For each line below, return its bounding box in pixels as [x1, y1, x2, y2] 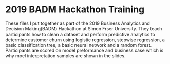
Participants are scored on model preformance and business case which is [5, 47, 164, 53]
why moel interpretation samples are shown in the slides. [5, 52, 126, 59]
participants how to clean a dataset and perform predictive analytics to [5, 31, 155, 37]
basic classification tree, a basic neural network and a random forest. [5, 42, 152, 48]
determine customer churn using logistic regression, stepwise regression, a [5, 37, 165, 43]
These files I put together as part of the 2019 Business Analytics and [5, 20, 150, 26]
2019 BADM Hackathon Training [5, 4, 145, 15]
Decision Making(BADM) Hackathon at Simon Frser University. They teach [5, 25, 162, 31]
